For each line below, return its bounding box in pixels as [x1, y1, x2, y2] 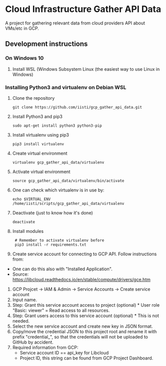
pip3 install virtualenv [12, 141, 64, 147]
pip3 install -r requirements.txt [14, 242, 87, 247]
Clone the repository [12, 95, 55, 101]
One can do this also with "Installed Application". [12, 266, 113, 272]
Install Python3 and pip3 [12, 113, 63, 119]
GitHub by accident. [12, 339, 54, 345]
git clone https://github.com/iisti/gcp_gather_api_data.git [12, 105, 143, 110]
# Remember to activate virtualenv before [14, 238, 105, 243]
